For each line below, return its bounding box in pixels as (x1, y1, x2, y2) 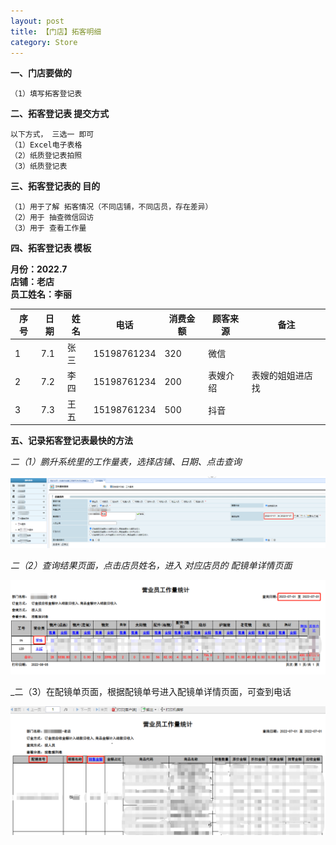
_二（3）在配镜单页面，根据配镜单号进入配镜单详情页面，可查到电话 (10, 685, 292, 697)
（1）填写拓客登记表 (10, 89, 83, 99)
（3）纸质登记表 (10, 161, 68, 172)
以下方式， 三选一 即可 (10, 130, 95, 140)
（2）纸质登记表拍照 (10, 151, 83, 161)
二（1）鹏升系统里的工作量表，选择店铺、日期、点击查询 (10, 456, 242, 468)
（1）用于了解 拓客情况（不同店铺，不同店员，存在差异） (10, 202, 213, 212)
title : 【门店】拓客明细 (10, 26, 102, 37)
